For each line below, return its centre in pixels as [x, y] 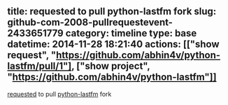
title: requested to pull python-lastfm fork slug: [112, 12]
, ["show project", [111, 66]
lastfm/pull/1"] [40, 66]
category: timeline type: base [131, 33]
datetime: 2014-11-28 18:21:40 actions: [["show [113, 44]
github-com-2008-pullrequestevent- [90, 23]
